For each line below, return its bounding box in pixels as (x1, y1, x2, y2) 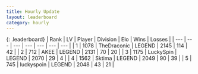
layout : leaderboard (6, 14, 58, 20)
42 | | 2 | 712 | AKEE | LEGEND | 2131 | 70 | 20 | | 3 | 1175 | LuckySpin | (6, 49, 177, 56)
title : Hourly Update (6, 8, 60, 15)
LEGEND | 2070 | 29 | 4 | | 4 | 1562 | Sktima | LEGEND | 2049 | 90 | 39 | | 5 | (6, 54, 192, 62)
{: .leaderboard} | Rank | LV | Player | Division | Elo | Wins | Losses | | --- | (6, 36, 186, 43)
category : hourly (6, 20, 49, 25)
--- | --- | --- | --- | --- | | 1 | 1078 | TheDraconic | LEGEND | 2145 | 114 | (12, 42, 188, 49)
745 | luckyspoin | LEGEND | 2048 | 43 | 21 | (6, 61, 114, 68)
